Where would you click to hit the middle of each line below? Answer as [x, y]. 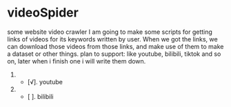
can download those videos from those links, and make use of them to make [115, 46]
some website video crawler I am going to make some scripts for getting [110, 32]
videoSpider [43, 13]
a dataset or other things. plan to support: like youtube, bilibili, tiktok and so [114, 54]
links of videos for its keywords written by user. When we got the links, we [113, 39]
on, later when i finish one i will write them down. [77, 61]
